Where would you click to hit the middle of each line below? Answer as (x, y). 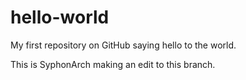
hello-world (60, 17)
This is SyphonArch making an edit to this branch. (113, 64)
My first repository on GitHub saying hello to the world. (123, 45)
